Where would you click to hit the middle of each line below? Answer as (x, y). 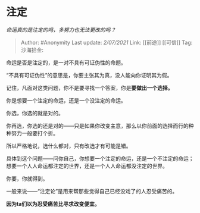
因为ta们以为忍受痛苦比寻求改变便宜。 (53, 203)
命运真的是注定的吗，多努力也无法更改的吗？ (61, 30)
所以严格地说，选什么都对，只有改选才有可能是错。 (69, 146)
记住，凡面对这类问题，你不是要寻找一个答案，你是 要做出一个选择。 (90, 87)
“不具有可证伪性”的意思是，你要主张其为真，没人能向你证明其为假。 (89, 75)
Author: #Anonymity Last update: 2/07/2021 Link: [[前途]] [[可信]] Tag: (107, 42)
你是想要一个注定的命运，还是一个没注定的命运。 (66, 100)
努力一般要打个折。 (35, 133)
